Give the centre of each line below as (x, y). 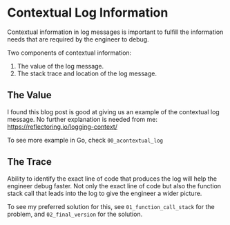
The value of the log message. (60, 66)
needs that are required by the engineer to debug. (78, 39)
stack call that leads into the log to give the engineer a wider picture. (105, 193)
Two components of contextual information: (69, 53)
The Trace (29, 162)
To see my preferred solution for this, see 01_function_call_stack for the (111, 206)
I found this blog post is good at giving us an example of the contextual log (113, 111)
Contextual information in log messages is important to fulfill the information (115, 32)
